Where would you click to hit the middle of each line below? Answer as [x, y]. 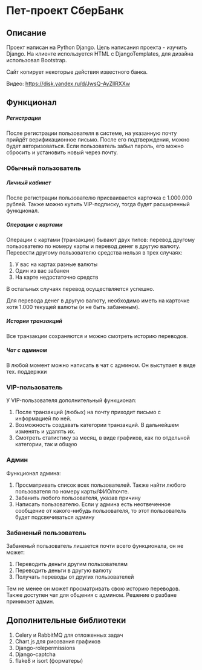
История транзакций [34, 320]
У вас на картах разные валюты [56, 264]
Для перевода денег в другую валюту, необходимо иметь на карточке [98, 301]
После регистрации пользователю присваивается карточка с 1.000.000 [99, 198]
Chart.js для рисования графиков [58, 641]
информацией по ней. [43, 418]
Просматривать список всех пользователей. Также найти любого [100, 485]
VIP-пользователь [34, 388]
